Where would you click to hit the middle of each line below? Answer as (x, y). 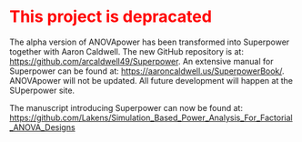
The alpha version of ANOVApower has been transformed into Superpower (150, 42)
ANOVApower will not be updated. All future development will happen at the (151, 80)
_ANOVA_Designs (42, 127)
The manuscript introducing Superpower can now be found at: (126, 107)
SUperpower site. (42, 90)
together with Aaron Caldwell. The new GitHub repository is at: (126, 51)
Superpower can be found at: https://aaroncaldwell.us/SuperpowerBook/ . (147, 71)
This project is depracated (111, 17)
